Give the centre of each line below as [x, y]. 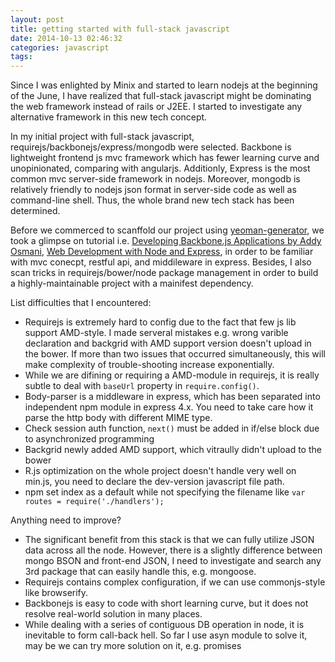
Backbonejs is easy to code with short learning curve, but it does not [166, 603]
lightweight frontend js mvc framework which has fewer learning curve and [165, 158]
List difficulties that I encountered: [81, 303]
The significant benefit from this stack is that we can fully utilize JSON [169, 540]
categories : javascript [60, 47]
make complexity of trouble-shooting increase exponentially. [149, 365]
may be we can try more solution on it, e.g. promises [133, 646]
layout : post [37, 19]
